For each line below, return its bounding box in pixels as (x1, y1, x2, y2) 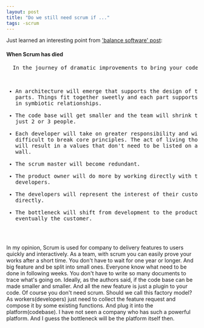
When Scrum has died (6, 50, 64, 58)
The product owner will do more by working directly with (15, 172, 192, 179)
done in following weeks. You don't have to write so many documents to (6, 269, 186, 276)
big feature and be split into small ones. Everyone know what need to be (6, 263, 187, 270)
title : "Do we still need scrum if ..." (6, 15, 110, 21)
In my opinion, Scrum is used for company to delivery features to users (6, 244, 184, 251)
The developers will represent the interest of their (15, 190, 179, 198)
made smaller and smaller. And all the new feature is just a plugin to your (6, 283, 188, 290)
